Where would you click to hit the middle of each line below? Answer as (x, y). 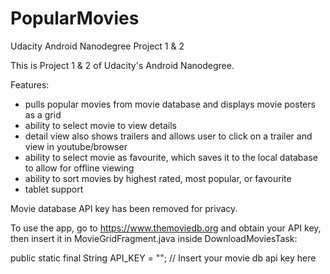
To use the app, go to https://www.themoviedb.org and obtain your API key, (166, 228)
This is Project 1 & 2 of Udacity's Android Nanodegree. (122, 65)
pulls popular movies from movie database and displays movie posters (170, 104)
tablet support (54, 189)
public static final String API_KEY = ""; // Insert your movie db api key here (163, 258)
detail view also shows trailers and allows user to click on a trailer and (168, 136)
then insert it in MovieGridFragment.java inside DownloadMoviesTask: (154, 238)
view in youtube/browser (76, 146)
